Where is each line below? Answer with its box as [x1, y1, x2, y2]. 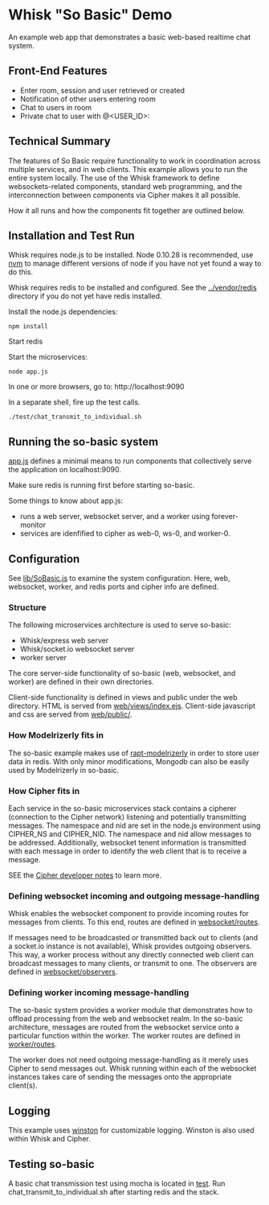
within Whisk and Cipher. [8, 1134, 91, 1144]
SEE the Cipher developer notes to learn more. [8, 870, 162, 880]
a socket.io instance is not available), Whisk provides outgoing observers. [8, 941, 252, 951]
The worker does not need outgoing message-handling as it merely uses [8, 1055, 249, 1065]
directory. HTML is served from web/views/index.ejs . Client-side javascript [8, 701, 255, 711]
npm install [8, 323, 48, 331]
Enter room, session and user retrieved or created [19, 85, 185, 95]
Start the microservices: [8, 352, 88, 362]
